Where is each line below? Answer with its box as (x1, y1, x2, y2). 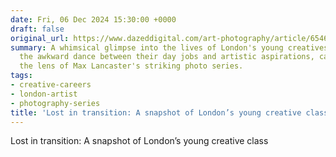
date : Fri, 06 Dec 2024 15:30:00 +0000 (10, 14, 177, 25)
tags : (10, 71, 33, 81)
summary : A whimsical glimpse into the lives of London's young (10, 42, 284, 53)
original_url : (10, 33, 70, 43)
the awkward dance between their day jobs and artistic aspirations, (19, 52, 315, 62)
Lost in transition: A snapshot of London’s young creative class (10, 135, 269, 147)
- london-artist (10, 89, 78, 99)
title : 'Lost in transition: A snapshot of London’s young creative (10, 107, 302, 118)
